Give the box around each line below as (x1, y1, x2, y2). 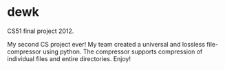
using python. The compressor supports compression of (42, 47, 203, 56)
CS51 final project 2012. (7, 27, 74, 35)
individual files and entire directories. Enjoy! (7, 54, 131, 62)
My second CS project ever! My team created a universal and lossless (7, 40, 205, 48)
